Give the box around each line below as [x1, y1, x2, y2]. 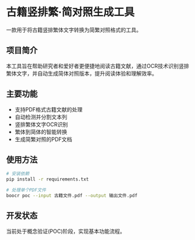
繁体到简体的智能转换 [14, 128, 67, 135]
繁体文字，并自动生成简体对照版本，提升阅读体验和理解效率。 [6, 70, 158, 77]
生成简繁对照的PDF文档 [14, 135, 73, 143]
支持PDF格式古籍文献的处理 [14, 105, 83, 113]
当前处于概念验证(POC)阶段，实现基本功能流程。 [6, 227, 126, 235]
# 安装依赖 [6, 171, 30, 177]
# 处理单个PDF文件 [6, 187, 46, 194]
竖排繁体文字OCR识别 [14, 120, 68, 128]
